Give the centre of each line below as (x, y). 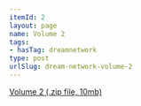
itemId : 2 (27, 17)
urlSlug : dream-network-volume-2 (71, 67)
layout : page (33, 26)
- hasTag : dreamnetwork (53, 50)
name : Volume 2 (37, 34)
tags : (19, 42)
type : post (29, 58)
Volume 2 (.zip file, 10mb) (56, 91)
